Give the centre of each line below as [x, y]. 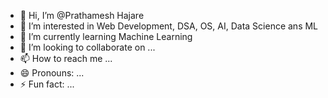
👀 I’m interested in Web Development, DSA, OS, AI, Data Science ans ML [169, 26]
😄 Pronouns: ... [52, 73]
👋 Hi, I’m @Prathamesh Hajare [82, 15]
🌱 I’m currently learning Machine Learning [106, 36]
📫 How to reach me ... [66, 58]
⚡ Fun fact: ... [47, 84]
